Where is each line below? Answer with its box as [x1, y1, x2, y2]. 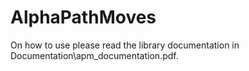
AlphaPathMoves [10, 6, 157, 29]
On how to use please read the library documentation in [10, 39, 240, 51]
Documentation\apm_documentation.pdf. [10, 49, 179, 61]
